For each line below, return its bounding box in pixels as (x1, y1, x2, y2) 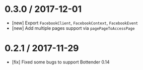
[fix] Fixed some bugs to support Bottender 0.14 (11, 59, 110, 65)
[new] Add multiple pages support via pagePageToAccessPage (11, 25, 135, 31)
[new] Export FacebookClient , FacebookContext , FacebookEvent (11, 20, 139, 26)
